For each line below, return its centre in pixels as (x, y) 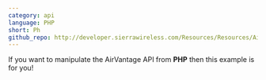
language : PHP (32, 23)
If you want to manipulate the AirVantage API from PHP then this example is (131, 60)
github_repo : (30, 37)
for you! (21, 68)
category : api (32, 15)
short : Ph (25, 30)
